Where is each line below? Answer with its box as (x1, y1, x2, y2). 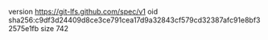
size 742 (40, 24, 69, 33)
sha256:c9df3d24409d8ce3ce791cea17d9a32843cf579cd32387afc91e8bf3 (8, 15, 261, 25)
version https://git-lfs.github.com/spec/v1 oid (8, 7, 159, 16)
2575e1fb (8, 24, 39, 33)
